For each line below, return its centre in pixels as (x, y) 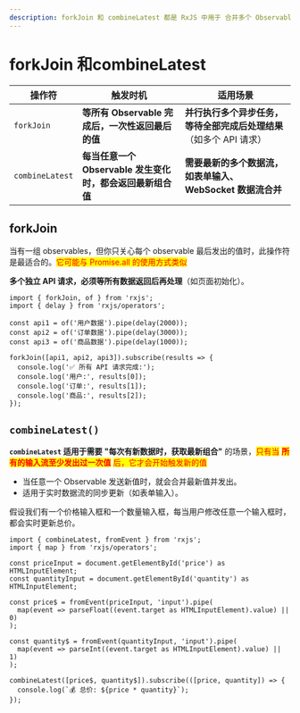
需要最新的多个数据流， (234, 163)
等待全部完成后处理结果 (234, 126)
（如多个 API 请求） (225, 139)
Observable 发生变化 (126, 169)
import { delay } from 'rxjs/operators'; (87, 306)
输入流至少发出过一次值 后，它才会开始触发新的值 (116, 463)
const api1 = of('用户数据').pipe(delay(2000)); (99, 323)
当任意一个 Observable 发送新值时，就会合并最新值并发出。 (132, 482)
